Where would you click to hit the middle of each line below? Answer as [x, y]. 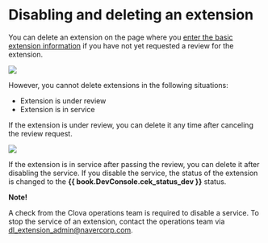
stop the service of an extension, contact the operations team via [117, 221]
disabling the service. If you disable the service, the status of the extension [133, 173]
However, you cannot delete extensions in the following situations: [118, 85]
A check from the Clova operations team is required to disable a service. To [134, 212]
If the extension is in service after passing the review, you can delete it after [134, 164]
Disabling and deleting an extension [131, 15]
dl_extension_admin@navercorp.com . [71, 230]
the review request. [40, 133]
